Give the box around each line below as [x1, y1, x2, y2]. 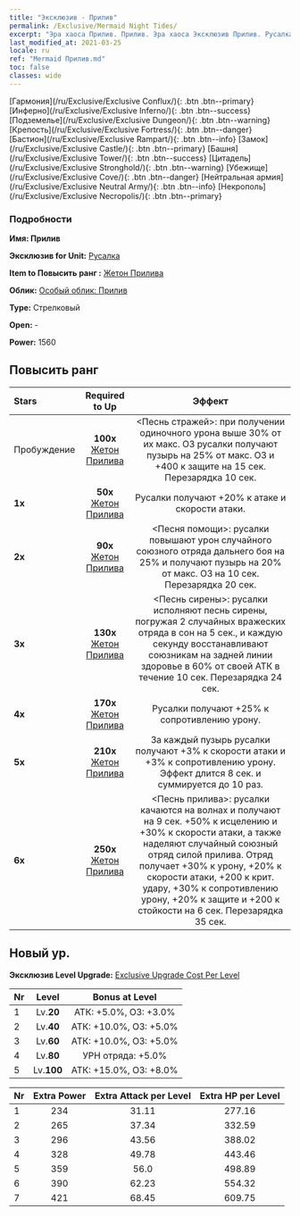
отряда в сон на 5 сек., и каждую [137, 626, 283, 638]
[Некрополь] [218, 180, 266, 192]
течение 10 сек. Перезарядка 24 [138, 670, 283, 683]
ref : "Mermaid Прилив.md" [9, 54, 105, 63]
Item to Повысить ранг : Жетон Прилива [9, 268, 164, 279]
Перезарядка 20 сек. [164, 578, 257, 590]
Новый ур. [9, 945, 71, 961]
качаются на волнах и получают [140, 804, 281, 816]
